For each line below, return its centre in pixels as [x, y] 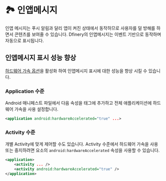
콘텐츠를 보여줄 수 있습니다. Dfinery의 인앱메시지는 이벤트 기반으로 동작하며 [88, 34]
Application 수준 [25, 91]
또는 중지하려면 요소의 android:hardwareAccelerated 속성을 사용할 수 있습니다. [83, 151]
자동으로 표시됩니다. [24, 40]
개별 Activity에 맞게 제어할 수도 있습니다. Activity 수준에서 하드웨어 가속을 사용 [82, 144]
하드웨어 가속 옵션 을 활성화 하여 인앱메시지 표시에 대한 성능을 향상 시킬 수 [76, 71]
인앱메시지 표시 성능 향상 [41, 58]
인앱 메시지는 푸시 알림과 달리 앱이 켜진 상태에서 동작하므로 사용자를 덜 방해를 [80, 28]
